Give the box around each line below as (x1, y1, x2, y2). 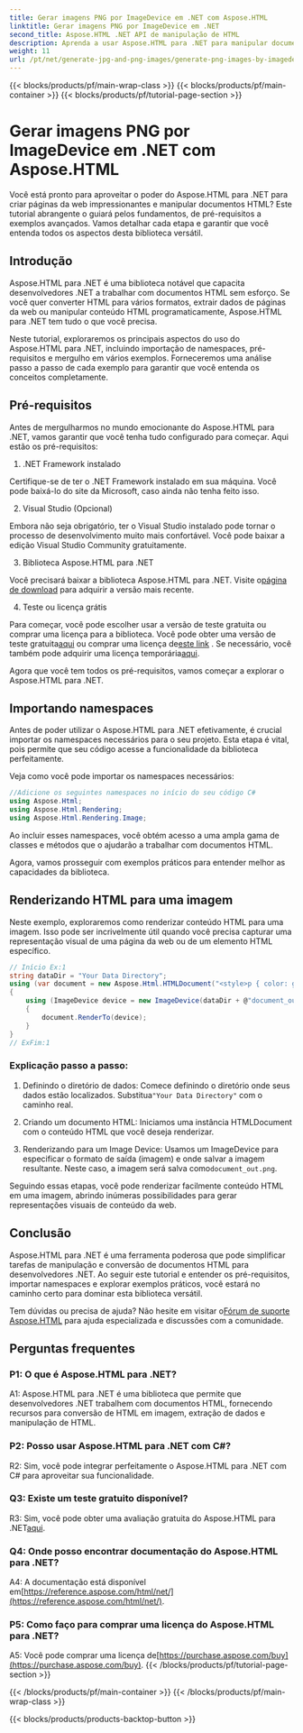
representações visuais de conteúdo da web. (9, 1199, 178, 1210)
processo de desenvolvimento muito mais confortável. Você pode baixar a (9, 529, 286, 541)
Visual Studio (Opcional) (22, 502, 113, 514)
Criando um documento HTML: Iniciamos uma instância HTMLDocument (22, 1116, 293, 1127)
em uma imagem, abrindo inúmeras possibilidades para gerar (9, 1189, 237, 1200)
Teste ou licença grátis (22, 601, 107, 612)
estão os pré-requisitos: (9, 441, 98, 452)
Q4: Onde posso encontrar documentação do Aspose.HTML (9, 1545, 279, 1557)
